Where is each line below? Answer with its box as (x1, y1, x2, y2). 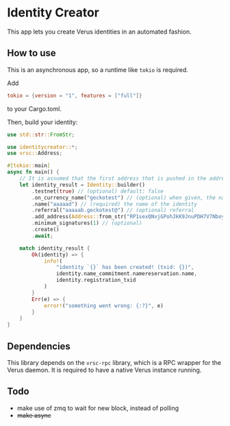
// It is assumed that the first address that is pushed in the (19, 175, 207, 182)
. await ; (31, 232, 53, 239)
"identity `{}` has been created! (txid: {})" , (55, 264, 194, 271)
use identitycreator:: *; (7, 143, 78, 150)
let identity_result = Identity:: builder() (19, 181, 146, 188)
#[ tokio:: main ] (7, 163, 51, 169)
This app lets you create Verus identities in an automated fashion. (7, 27, 192, 36)
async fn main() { (7, 169, 60, 176)
